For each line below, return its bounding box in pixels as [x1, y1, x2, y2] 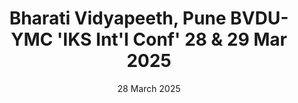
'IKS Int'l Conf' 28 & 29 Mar [56, 28, 288, 51]
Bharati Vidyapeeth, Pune [9, 7, 227, 30]
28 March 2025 [117, 82, 181, 94]
